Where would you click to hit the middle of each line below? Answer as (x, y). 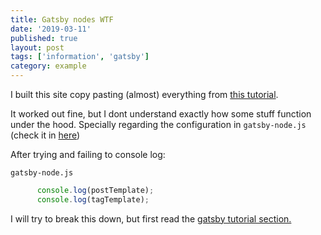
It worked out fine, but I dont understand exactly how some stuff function (161, 114)
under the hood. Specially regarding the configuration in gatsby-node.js (158, 124)
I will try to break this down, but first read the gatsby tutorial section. (151, 218)
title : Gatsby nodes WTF (62, 19)
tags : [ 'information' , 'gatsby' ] (80, 57)
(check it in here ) (45, 135)
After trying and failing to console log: (88, 154)
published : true (44, 38)
